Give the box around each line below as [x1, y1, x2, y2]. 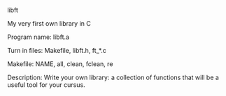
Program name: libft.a [7, 33, 70, 41]
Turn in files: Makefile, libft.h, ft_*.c [7, 47, 106, 54]
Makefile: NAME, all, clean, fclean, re [7, 60, 113, 68]
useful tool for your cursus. [7, 81, 85, 89]
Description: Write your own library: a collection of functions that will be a [7, 73, 219, 81]
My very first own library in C [7, 19, 91, 27]
